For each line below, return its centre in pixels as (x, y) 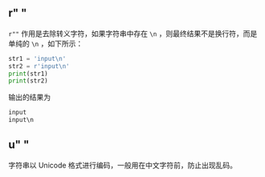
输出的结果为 (29, 97)
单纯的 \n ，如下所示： (46, 43)
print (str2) (28, 81)
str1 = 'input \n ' (37, 58)
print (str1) (28, 74)
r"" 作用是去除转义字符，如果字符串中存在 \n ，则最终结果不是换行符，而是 (133, 33)
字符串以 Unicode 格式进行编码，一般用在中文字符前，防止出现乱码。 (123, 165)
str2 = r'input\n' (39, 66)
